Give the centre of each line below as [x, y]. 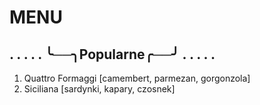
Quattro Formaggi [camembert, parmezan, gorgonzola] [137, 78]
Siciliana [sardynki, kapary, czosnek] [99, 89]
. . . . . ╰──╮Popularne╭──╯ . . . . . [112, 54]
